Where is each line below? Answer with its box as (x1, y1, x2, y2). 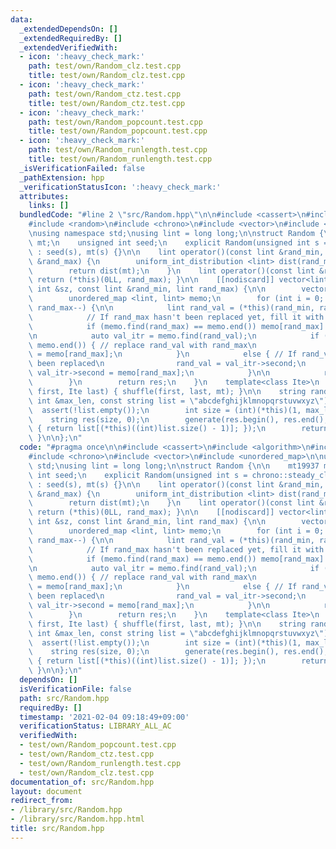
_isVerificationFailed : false (19, 163, 145, 173)
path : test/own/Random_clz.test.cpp (28, 61, 182, 71)
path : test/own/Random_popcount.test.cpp (28, 117, 203, 127)
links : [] (28, 201, 70, 211)
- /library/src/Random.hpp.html (10, 814, 145, 825)
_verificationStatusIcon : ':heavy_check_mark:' (19, 182, 222, 192)
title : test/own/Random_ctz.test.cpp (28, 98, 186, 108)
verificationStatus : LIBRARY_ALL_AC (19, 721, 172, 731)
